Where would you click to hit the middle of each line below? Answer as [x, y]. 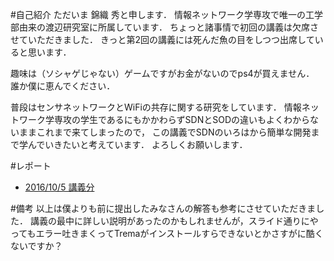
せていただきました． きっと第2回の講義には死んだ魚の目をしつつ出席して [162, 39]
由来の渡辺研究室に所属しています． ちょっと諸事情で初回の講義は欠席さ [168, 27]
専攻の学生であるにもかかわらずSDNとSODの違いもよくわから [182, 119]
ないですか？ [36, 246]
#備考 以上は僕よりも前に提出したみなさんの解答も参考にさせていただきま [163, 208]
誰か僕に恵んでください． [63, 86]
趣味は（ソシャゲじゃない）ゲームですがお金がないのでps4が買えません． [162, 73]
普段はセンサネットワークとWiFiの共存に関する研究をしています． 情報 [156, 107]
